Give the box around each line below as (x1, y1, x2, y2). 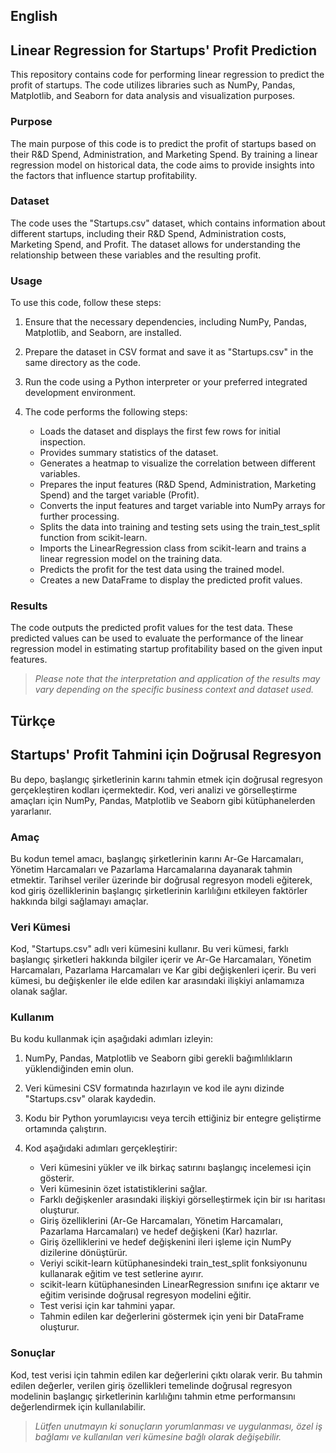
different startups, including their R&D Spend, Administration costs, (10, 227, 287, 239)
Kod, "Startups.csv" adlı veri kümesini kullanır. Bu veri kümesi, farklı (10, 943, 289, 955)
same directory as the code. (24, 357, 142, 369)
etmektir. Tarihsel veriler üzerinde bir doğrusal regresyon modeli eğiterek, (10, 874, 313, 886)
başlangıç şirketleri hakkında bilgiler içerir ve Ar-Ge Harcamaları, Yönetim (10, 954, 312, 966)
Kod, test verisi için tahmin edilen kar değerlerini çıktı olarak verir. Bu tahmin (10, 1369, 323, 1381)
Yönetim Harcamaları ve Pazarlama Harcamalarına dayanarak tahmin (10, 863, 293, 875)
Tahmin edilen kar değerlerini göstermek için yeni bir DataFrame (39, 1310, 305, 1323)
